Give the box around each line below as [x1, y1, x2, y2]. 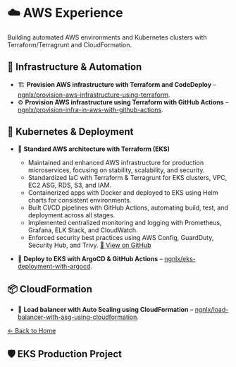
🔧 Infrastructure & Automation [7, 61, 142, 73]
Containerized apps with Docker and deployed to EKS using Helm [27, 188, 218, 197]
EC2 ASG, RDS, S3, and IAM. [27, 181, 111, 189]
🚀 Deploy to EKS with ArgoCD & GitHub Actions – [17, 254, 163, 263]
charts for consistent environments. [27, 195, 132, 204]
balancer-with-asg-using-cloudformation [17, 313, 137, 321]
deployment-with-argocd [17, 262, 91, 270]
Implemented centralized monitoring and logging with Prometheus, [27, 218, 222, 227]
